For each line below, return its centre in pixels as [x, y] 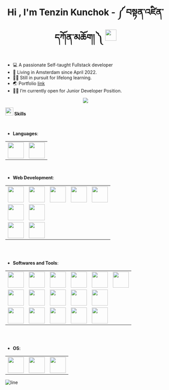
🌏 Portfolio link [29, 83]
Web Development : [33, 178]
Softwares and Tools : [35, 263]
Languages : [25, 134]
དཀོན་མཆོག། [75, 38]
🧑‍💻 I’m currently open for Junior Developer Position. [67, 91]
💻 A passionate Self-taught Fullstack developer [63, 65]
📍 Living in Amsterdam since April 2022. [55, 72]
